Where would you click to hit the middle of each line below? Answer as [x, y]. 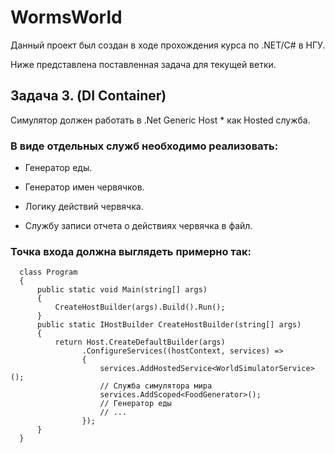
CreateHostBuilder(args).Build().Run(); [140, 307]
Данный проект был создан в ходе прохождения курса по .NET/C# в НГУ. [168, 45]
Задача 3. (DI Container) [88, 96]
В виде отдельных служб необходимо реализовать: [144, 146]
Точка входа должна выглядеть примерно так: [131, 251]
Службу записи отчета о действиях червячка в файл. [138, 226]
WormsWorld [66, 17]
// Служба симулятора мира [156, 386]
